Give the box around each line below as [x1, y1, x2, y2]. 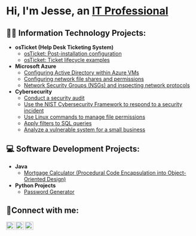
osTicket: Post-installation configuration [23, 50, 122, 57]
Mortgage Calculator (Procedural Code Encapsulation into [23, 169, 167, 176]
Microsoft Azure [14, 63, 57, 70]
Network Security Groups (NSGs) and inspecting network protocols [23, 82, 190, 89]
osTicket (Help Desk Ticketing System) [14, 44, 114, 51]
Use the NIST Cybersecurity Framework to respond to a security [23, 101, 183, 108]
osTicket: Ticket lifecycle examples [23, 57, 110, 63]
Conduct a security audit [23, 94, 85, 101]
